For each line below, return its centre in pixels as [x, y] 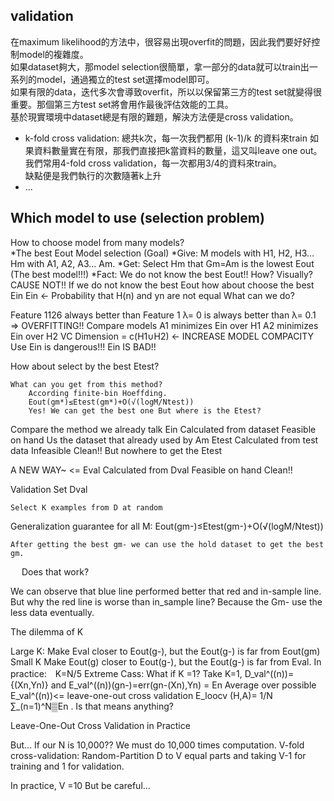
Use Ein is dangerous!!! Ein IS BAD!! [83, 346]
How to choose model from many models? [97, 242]
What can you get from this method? [86, 384]
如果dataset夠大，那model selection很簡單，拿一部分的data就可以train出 [160, 66]
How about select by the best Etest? [85, 366]
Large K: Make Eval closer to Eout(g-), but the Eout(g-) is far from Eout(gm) [165, 651]
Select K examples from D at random [86, 507]
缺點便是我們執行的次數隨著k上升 [93, 175]
